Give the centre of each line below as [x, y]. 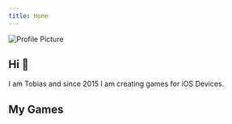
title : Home [28, 16]
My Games [36, 109]
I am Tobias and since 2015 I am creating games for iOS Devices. [116, 84]
